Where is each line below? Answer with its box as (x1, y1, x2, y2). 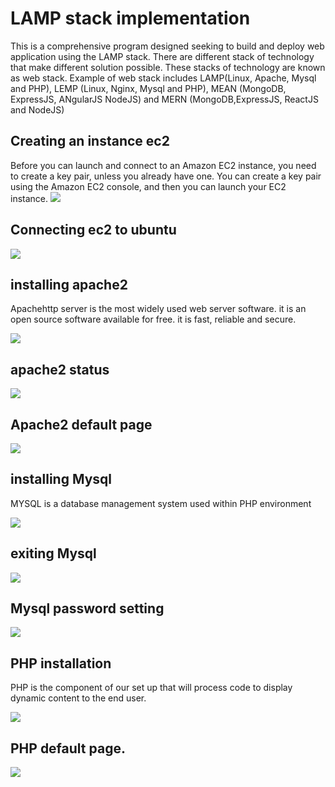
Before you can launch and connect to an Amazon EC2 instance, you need (10, 159, 317, 171)
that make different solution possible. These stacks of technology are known (10, 61, 326, 73)
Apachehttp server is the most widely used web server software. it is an (10, 303, 307, 315)
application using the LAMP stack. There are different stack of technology (10, 50, 315, 62)
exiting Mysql (10, 545, 97, 562)
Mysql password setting (10, 600, 165, 617)
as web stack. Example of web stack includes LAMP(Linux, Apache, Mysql (10, 72, 317, 84)
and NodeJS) (10, 103, 65, 116)
